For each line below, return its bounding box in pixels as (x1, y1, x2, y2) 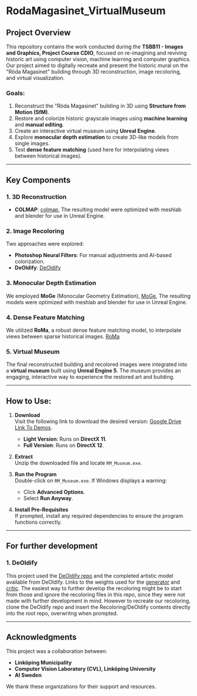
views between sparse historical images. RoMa (6, 332, 120, 339)
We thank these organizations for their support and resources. (6, 683, 157, 690)
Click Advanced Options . (23, 488, 85, 495)
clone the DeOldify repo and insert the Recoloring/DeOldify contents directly (6, 603, 191, 610)
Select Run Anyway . (23, 494, 73, 501)
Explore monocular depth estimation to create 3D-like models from (14, 134, 179, 141)
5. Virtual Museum (6, 347, 60, 355)
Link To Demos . (14, 424, 53, 431)
